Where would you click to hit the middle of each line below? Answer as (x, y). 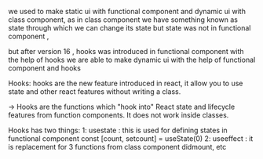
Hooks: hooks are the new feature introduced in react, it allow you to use (126, 83)
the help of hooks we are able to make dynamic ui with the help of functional (132, 60)
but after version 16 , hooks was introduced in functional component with (126, 51)
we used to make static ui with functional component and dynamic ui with (127, 11)
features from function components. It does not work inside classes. (119, 115)
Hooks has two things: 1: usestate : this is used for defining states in (118, 130)
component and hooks (44, 68)
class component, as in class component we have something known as (123, 20)
